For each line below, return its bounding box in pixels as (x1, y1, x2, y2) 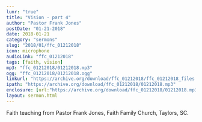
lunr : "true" (6, 8, 39, 15)
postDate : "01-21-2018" (6, 25, 66, 32)
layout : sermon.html (6, 93, 58, 99)
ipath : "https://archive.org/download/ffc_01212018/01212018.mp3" (6, 82, 176, 88)
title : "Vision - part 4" (6, 14, 71, 20)
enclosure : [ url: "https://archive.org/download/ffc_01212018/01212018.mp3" (6, 87, 200, 93)
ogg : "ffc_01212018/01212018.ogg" (6, 70, 93, 76)
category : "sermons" (6, 37, 58, 43)
